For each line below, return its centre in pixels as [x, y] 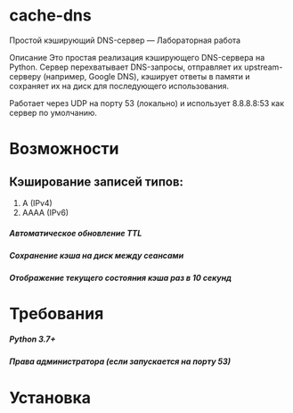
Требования [57, 314]
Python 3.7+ [33, 339]
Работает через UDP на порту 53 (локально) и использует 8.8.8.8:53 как [147, 103]
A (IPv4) [37, 202]
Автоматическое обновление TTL [76, 233]
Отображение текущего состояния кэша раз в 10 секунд [120, 278]
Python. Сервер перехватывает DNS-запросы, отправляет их [126, 67]
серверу [25, 76]
